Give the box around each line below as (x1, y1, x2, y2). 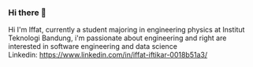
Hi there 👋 (8, 7, 47, 18)
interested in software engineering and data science (8, 42, 177, 51)
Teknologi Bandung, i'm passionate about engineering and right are (8, 33, 227, 43)
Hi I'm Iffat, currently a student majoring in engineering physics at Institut (8, 25, 245, 35)
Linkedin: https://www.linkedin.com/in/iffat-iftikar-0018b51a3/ (8, 50, 207, 60)
